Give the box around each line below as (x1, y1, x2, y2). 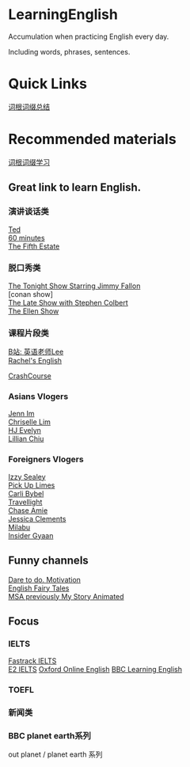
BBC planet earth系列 (8, 730, 91, 741)
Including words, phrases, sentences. (8, 47, 131, 56)
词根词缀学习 (8, 157, 50, 167)
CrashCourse (8, 371, 51, 381)
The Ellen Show (8, 306, 59, 316)
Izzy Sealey (8, 472, 46, 481)
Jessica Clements (8, 514, 66, 523)
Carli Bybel (8, 488, 44, 498)
